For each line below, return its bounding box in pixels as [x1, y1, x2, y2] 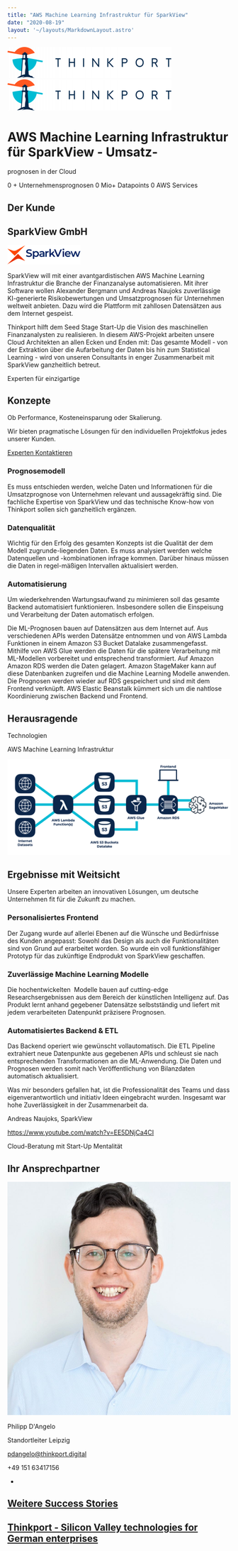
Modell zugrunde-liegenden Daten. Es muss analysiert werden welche [7, 546, 212, 555]
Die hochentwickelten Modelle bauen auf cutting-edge [7, 986, 169, 994]
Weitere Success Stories [7, 1498, 118, 1510]
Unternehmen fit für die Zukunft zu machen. [7, 895, 136, 904]
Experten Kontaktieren [7, 448, 73, 457]
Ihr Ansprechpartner [7, 1162, 101, 1174]
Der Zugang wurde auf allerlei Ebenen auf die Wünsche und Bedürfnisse [7, 929, 220, 937]
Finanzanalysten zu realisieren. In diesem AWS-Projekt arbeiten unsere [7, 330, 215, 338]
